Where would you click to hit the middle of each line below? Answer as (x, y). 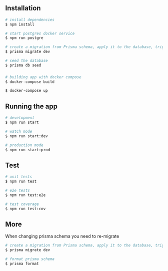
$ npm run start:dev (27, 136)
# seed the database (27, 61)
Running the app (31, 106)
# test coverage (22, 204)
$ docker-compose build (30, 82)
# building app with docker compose (43, 77)
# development (20, 118)
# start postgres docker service (40, 33)
